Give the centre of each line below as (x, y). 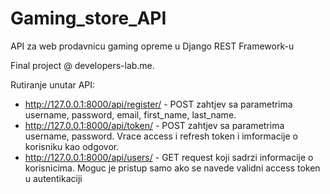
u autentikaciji (53, 178)
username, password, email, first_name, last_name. (130, 114)
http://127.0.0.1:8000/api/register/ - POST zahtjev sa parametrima (158, 104)
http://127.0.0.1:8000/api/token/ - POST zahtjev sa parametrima (154, 125)
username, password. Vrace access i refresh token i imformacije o (161, 136)
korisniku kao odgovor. (72, 146)
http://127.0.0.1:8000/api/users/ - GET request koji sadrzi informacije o (169, 157)
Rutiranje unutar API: (53, 84)
